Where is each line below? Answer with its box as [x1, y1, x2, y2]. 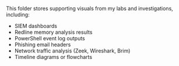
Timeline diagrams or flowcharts [14, 54, 92, 60]
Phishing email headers [14, 41, 71, 48]
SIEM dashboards [14, 23, 57, 29]
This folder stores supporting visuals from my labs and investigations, [6, 5, 173, 12]
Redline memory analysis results [14, 29, 93, 36]
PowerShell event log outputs [14, 35, 86, 41]
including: [6, 11, 30, 18]
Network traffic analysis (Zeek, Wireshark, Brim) [14, 47, 131, 54]
